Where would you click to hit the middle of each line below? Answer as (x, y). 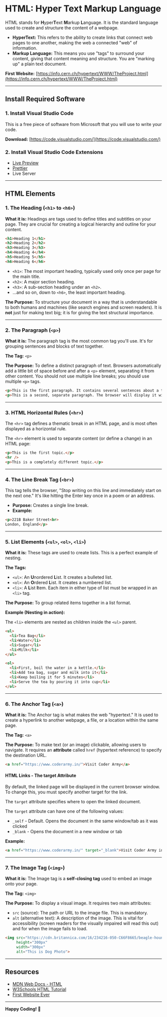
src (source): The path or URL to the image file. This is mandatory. (80, 913)
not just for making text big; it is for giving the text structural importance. (80, 312)
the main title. (26, 276)
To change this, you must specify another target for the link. (66, 792)
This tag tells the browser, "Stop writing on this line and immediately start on (83, 491)
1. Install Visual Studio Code (39, 114)
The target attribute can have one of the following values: (65, 811)
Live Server (24, 173)
